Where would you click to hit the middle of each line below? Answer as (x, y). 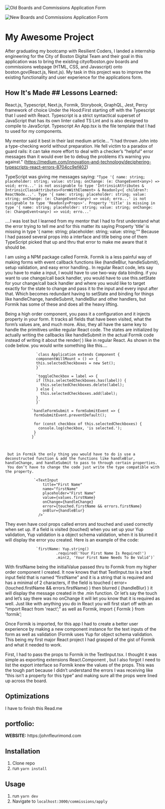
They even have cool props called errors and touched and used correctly (79, 524)
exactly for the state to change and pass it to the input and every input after (82, 288)
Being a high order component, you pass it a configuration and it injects (78, 314)
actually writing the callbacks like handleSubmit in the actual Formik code (80, 335)
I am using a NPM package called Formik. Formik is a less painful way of (78, 257)
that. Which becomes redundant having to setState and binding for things (80, 294)
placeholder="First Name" (69, 493)
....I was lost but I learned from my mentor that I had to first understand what (82, 221)
